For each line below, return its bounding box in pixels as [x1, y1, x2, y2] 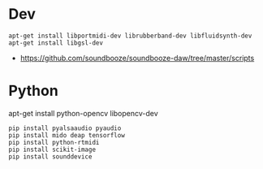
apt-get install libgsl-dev [8, 38, 104, 47]
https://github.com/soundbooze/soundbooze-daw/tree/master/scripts [19, 53, 255, 63]
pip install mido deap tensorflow [8, 131, 126, 139]
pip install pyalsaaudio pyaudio [8, 123, 122, 132]
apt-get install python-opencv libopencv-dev [8, 108, 158, 118]
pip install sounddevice [8, 152, 93, 161]
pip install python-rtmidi [8, 138, 100, 146]
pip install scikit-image [8, 145, 96, 154]
